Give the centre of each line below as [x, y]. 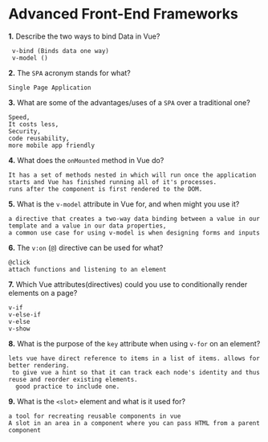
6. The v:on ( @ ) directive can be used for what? [86, 248]
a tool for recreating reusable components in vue [95, 416]
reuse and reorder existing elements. [73, 379]
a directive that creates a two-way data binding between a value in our [134, 219]
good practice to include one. [68, 387]
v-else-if [25, 314]
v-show [19, 329]
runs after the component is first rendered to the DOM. [106, 189]
